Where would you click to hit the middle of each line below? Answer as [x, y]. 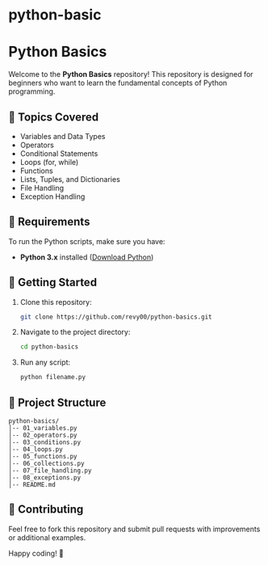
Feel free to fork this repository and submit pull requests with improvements [134, 529]
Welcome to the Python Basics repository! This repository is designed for [131, 74]
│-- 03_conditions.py [45, 442]
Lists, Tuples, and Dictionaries [70, 179]
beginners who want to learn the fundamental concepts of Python [118, 83]
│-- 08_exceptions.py [45, 478]
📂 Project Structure [57, 402]
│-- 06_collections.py [46, 463]
